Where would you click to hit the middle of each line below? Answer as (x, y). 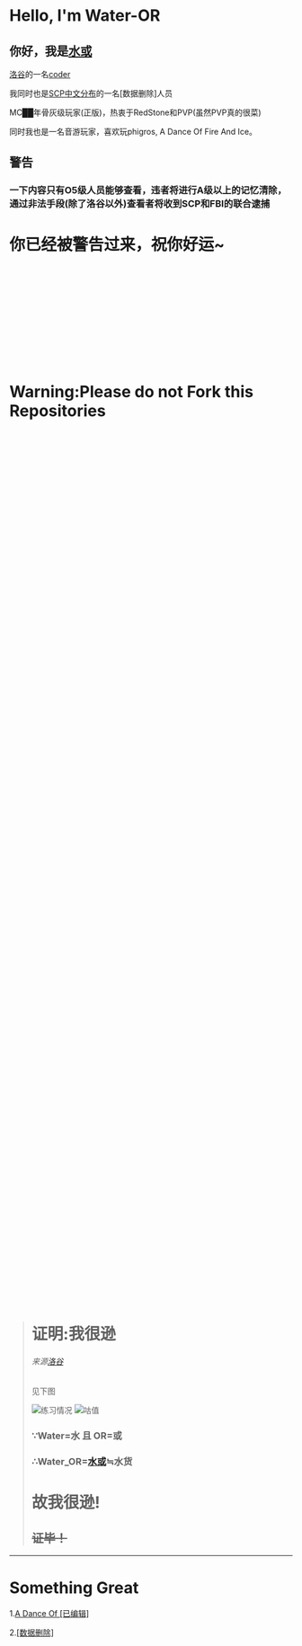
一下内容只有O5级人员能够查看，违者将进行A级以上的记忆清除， (148, 190)
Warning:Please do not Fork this (132, 392)
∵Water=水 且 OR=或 (77, 1436)
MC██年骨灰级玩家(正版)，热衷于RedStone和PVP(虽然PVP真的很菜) (136, 112)
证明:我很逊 (74, 1334)
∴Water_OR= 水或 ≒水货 (82, 1462)
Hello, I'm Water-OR (85, 16)
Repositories (58, 411)
